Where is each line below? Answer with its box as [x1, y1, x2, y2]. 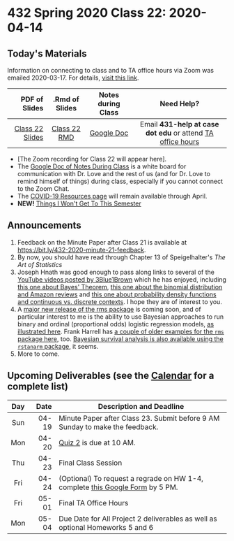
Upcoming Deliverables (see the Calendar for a [7, 370, 214, 382]
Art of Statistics [17, 260, 63, 268]
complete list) [7, 381, 68, 393]
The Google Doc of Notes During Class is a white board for [17, 162, 187, 171]
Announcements [7, 219, 81, 231]
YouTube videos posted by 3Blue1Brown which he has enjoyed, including [17, 275, 226, 284]
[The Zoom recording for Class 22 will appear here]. [17, 155, 167, 163]
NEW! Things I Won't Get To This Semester [17, 199, 141, 208]
